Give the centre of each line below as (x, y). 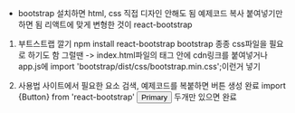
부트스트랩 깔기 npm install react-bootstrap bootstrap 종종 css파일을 (143, 44)
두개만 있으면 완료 (205, 97)
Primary (155, 98)
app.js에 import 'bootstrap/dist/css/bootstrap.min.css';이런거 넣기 (139, 66)
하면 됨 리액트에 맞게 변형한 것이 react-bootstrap (105, 24)
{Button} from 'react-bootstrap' (76, 97)
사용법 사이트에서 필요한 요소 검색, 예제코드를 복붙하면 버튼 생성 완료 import (152, 85)
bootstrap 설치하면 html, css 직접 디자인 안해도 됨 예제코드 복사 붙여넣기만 (150, 13)
